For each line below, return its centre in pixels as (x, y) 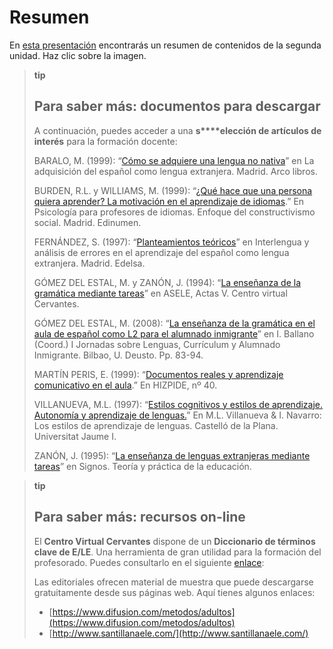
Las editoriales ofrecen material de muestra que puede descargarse (173, 582)
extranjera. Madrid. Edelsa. (89, 263)
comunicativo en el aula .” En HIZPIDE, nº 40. (125, 385)
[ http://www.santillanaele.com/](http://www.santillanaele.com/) (178, 633)
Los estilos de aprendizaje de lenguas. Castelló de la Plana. (156, 425)
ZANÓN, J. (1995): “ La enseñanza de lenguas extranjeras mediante (172, 455)
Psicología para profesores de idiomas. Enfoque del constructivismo (174, 212)
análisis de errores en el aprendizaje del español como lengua (161, 252)
